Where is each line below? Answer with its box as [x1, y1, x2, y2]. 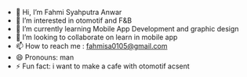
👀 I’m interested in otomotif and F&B [15, 16, 132, 25]
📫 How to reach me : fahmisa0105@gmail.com [15, 42, 168, 50]
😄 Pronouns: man [15, 53, 74, 62]
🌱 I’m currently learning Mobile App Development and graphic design [15, 24, 239, 33]
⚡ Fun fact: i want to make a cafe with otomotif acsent [15, 61, 190, 71]
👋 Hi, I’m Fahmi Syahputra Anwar [15, 8, 122, 16]
